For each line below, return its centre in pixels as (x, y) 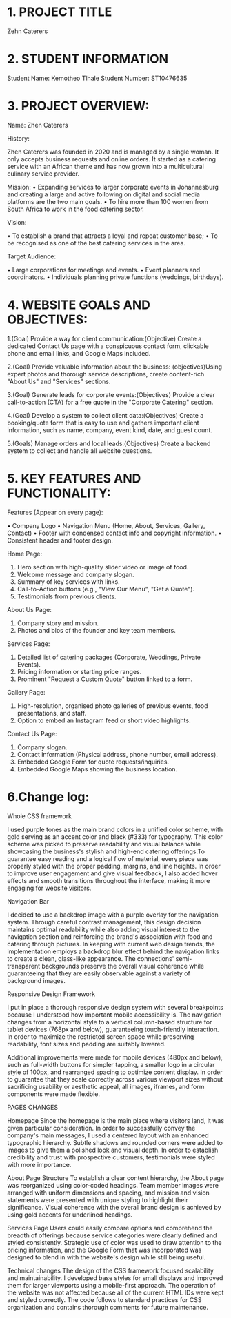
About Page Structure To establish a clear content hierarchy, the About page (115, 1178)
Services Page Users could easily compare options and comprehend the (110, 1228)
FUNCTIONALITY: (59, 493)
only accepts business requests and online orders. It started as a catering (111, 159)
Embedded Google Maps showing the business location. (97, 769)
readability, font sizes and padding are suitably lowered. (87, 1044)
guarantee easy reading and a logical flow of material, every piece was (108, 858)
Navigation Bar (28, 901)
